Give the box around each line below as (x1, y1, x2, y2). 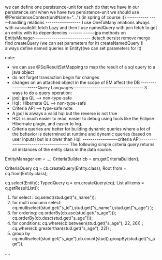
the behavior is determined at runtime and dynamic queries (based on (12, 131, 151, 137)
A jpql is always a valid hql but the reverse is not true (12, 111, 118, 116)
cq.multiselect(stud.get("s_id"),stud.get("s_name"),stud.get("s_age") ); (12, 205, 153, 211)
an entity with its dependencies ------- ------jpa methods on (5, 30, 126, 35)
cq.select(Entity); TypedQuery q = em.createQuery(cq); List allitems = (5, 180, 144, 186)
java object (12, 69, 34, 75)
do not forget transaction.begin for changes (12, 75, 100, 80)
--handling (5, 19, 27, 25)
